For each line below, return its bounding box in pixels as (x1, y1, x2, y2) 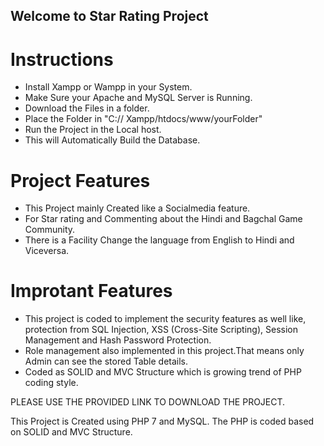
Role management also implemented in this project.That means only (24, 345, 305, 357)
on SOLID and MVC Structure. (10, 426, 133, 438)
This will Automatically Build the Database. (24, 134, 201, 146)
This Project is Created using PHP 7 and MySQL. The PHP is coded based (10, 415, 315, 428)
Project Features (10, 169, 151, 192)
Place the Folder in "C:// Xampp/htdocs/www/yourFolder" (24, 113, 263, 125)
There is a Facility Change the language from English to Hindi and (24, 234, 295, 246)
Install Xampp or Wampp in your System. (24, 81, 193, 93)
